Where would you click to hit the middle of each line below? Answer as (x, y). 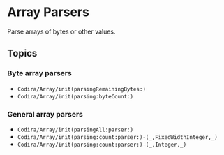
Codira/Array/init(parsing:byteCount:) (75, 96)
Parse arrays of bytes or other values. (61, 31)
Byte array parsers (39, 73)
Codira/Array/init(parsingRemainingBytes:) (82, 89)
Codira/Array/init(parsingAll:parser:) (75, 130)
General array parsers (45, 114)
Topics (22, 53)
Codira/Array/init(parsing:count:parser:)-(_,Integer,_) (102, 145)
